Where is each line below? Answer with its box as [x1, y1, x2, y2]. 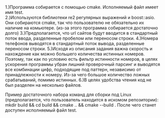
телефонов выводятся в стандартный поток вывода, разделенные [5, 41, 144, 46]
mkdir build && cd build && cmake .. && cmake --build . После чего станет [5, 102, 157, 108]
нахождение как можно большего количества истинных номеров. [5, 51, 145, 57]
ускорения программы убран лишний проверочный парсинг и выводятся [5, 61, 160, 67]
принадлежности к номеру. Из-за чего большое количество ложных [5, 72, 150, 77]
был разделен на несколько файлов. [5, 82, 82, 88]
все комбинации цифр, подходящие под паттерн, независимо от [5, 67, 141, 72]
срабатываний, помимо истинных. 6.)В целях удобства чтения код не [5, 77, 152, 83]
